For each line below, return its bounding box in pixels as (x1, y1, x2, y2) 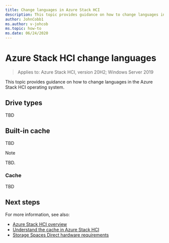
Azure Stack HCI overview (12, 221, 67, 227)
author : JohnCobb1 (5, 17, 44, 22)
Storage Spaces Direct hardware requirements (12, 232, 109, 238)
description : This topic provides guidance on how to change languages (5, 12, 158, 17)
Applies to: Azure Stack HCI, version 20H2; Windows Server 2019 (17, 69, 154, 75)
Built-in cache (5, 127, 50, 135)
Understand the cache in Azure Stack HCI (12, 226, 100, 232)
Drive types (5, 99, 43, 107)
